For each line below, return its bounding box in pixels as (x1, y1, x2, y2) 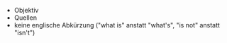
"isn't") (13, 28, 35, 37)
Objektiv (13, 6, 39, 14)
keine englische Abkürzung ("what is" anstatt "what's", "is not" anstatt (13, 21, 220, 29)
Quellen (13, 13, 38, 22)
